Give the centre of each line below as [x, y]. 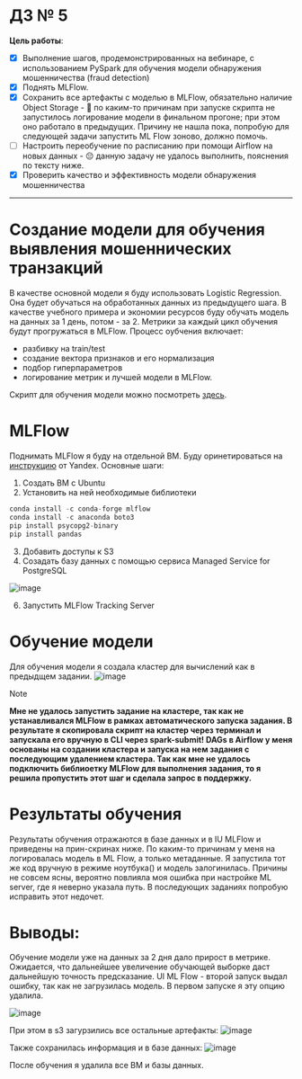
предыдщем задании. [51, 676]
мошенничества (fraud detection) [86, 78]
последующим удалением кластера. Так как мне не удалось [130, 758]
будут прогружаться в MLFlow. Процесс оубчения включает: [127, 331]
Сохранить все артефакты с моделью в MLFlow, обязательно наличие [157, 98]
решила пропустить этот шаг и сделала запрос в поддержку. [130, 778]
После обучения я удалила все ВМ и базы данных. [107, 1066]
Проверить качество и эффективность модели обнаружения [139, 175]
